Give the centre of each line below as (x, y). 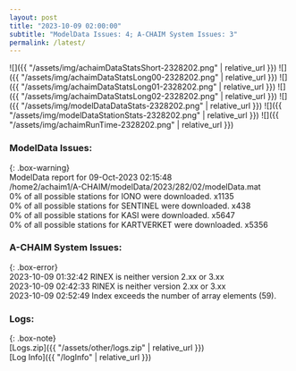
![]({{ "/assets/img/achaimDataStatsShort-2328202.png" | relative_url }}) (143, 68)
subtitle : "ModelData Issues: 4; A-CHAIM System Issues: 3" (124, 34)
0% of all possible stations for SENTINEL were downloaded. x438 (130, 206)
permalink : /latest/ (48, 42)
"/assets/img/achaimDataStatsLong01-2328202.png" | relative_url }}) (148, 87)
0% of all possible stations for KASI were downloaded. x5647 (122, 215)
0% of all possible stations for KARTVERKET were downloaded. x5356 (139, 224)
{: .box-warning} (39, 167)
